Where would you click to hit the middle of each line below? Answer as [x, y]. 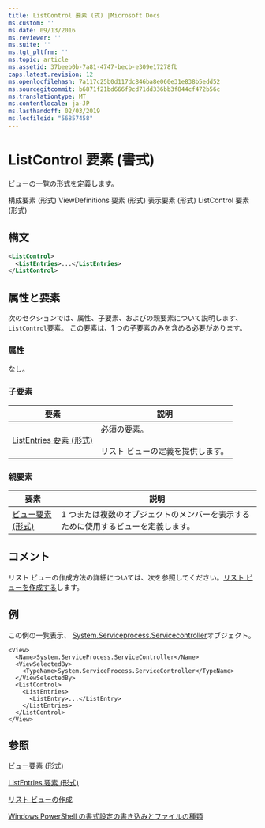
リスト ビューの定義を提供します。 [164, 451]
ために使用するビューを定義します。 [128, 526]
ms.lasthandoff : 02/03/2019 [54, 112]
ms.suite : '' [30, 45]
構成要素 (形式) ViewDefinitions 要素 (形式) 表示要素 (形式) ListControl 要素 [129, 200]
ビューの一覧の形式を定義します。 [63, 183]
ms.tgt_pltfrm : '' [38, 52]
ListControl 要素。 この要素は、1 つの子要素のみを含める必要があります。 [127, 328]
